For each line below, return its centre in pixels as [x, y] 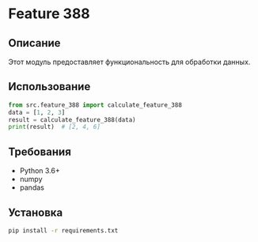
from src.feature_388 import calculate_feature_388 [95, 105]
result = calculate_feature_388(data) [72, 119]
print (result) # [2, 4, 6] [55, 127]
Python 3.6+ [40, 171]
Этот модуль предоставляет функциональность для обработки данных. [129, 62]
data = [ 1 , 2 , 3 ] [37, 112]
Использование [49, 87]
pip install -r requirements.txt [63, 230]
